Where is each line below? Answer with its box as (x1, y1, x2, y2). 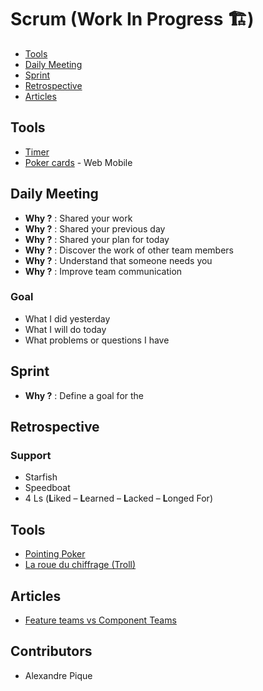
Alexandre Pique (24, 669, 93, 681)
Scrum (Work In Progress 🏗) (10, 8, 255, 31)
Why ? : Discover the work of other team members (24, 244, 234, 256)
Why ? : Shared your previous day (24, 222, 166, 235)
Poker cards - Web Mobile (24, 156, 133, 168)
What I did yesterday (24, 312, 111, 325)
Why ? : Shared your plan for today (24, 233, 170, 245)
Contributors (10, 643, 93, 660)
